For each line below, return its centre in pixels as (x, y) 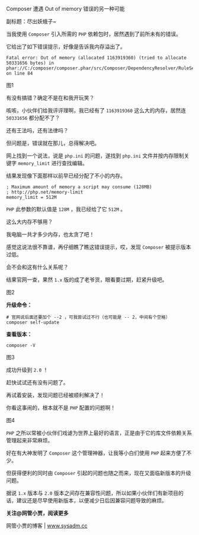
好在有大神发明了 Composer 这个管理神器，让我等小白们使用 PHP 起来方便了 (96, 453)
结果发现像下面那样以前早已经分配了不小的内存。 (66, 176)
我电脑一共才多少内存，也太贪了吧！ (50, 234)
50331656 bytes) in (30, 63)
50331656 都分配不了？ (33, 118)
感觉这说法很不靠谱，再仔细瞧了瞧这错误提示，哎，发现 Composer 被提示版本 (99, 247)
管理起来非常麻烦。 (30, 440)
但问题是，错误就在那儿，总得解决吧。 (53, 143)
